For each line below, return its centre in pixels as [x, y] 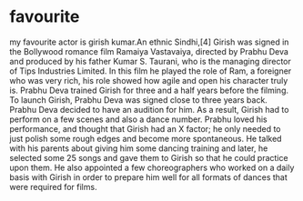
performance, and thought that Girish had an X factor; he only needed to [145, 128]
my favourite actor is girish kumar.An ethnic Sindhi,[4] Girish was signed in [149, 42]
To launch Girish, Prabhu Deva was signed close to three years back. [139, 100]
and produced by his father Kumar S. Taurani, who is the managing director [150, 61]
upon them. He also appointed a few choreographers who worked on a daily [152, 167]
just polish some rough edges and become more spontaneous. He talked [146, 138]
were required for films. [53, 186]
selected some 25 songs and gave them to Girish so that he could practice [149, 157]
